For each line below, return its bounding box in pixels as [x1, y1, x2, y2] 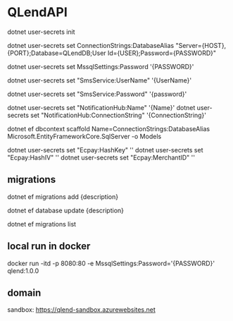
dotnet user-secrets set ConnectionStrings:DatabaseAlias [7, 41, 175, 49]
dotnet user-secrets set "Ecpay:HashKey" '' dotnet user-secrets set [7, 145, 203, 154]
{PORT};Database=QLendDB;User [7, 49, 107, 57]
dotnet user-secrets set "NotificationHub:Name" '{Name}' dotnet [7, 103, 196, 111]
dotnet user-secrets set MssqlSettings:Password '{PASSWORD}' [7, 62, 194, 71]
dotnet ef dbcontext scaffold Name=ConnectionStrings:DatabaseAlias [7, 124, 210, 133]
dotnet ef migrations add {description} [7, 192, 118, 201]
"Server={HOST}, [175, 41, 227, 49]
